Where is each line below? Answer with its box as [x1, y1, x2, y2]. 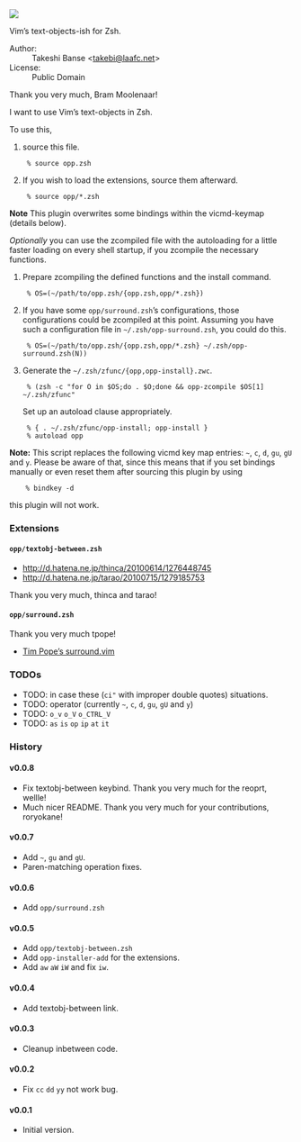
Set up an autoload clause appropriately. [22, 406, 173, 417]
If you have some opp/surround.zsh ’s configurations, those [22, 305, 240, 315]
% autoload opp [26, 431, 84, 440]
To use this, [9, 124, 52, 134]
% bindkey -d [25, 484, 75, 493]
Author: [9, 43, 38, 53]
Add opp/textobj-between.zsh [22, 943, 133, 954]
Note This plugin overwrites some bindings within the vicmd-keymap [9, 208, 265, 219]
